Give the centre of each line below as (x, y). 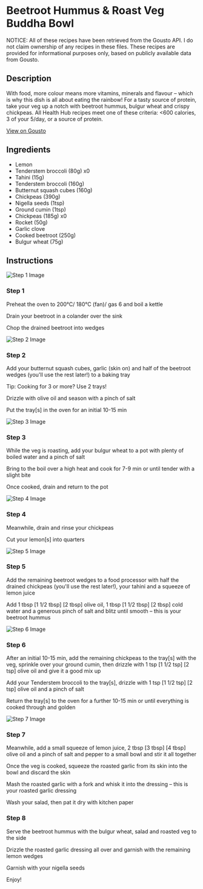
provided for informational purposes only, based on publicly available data (99, 53)
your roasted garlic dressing (42, 791)
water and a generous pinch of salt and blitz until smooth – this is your (94, 611)
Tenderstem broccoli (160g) (50, 184)
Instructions (30, 260)
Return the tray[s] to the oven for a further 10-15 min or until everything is (98, 701)
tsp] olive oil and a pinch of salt (45, 689)
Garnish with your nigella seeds (45, 868)
